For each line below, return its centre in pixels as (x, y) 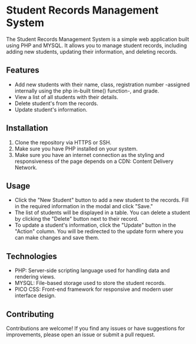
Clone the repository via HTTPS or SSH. (63, 142)
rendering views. (35, 277)
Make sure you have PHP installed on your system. (76, 149)
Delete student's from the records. (56, 103)
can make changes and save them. (57, 238)
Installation (27, 128)
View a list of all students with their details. (67, 97)
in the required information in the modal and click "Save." (84, 207)
